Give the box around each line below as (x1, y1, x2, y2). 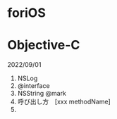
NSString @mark (17, 89, 67, 98)
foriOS (7, 5, 46, 21)
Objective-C (7, 37, 80, 54)
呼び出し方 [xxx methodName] (17, 97, 111, 106)
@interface (17, 82, 51, 90)
